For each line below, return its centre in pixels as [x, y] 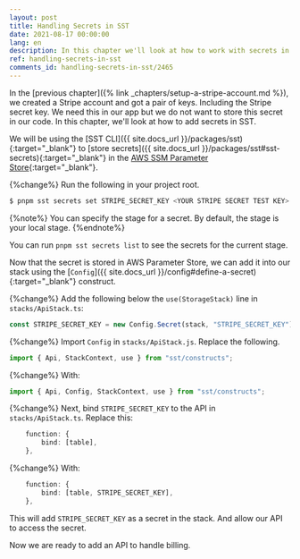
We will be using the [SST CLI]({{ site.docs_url [94, 139]
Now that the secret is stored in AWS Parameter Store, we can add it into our [150, 262]
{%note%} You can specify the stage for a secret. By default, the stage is [144, 218]
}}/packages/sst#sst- [241, 148]
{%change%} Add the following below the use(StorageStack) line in [134, 298]
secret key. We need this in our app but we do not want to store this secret [146, 112]
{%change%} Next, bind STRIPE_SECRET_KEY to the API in [112, 409]
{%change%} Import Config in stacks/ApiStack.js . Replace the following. [145, 342]
